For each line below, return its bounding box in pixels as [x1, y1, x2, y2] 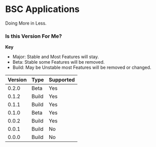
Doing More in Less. [5, 20, 47, 26]
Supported [49, 76, 75, 83]
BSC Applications [5, 4, 80, 15]
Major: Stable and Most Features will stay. [12, 54, 99, 60]
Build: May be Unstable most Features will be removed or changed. [12, 64, 151, 71]
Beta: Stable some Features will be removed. [12, 59, 105, 65]
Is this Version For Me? [5, 33, 62, 40]
